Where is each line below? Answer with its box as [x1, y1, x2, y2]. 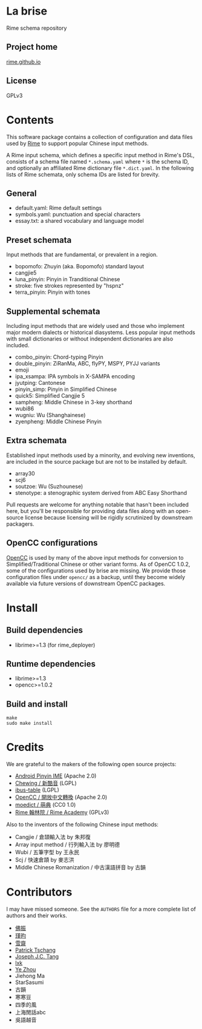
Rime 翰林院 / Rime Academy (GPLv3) [15, 809, 109, 816]
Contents [6, 113, 54, 127]
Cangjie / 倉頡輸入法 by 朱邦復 [15, 834, 91, 841]
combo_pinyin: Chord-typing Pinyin [15, 353, 104, 361]
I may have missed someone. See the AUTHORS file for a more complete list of [6, 906, 197, 913]
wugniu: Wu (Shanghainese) [15, 411, 86, 418]
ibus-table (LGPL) [15, 786, 59, 793]
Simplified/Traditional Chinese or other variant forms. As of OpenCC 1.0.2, [6, 560, 191, 568]
